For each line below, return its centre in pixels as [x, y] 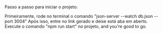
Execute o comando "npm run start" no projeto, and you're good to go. [76, 26]
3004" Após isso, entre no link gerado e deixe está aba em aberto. [81, 21]
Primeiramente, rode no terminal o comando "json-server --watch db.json [79, 16]
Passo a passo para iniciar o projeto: [41, 7]
